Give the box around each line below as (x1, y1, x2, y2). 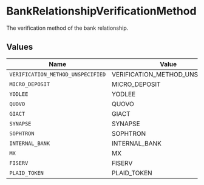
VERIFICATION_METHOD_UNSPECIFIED (9, 71, 106, 78)
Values (6, 42, 33, 52)
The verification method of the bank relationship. (6, 24, 129, 32)
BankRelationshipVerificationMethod (6, 4, 197, 18)
